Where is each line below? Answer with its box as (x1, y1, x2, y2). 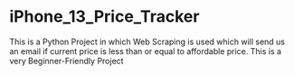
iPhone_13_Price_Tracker (9, 6, 200, 27)
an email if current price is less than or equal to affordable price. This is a (9, 45, 282, 56)
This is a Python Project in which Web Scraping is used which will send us (9, 36, 285, 47)
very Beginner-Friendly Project (9, 55, 124, 66)
